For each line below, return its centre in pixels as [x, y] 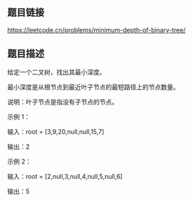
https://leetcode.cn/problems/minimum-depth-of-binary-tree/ [96, 29]
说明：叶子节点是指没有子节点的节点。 [62, 102]
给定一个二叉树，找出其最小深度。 [56, 72]
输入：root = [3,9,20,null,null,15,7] [56, 131]
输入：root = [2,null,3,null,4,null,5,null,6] [65, 176]
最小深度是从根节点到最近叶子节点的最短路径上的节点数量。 [93, 87]
